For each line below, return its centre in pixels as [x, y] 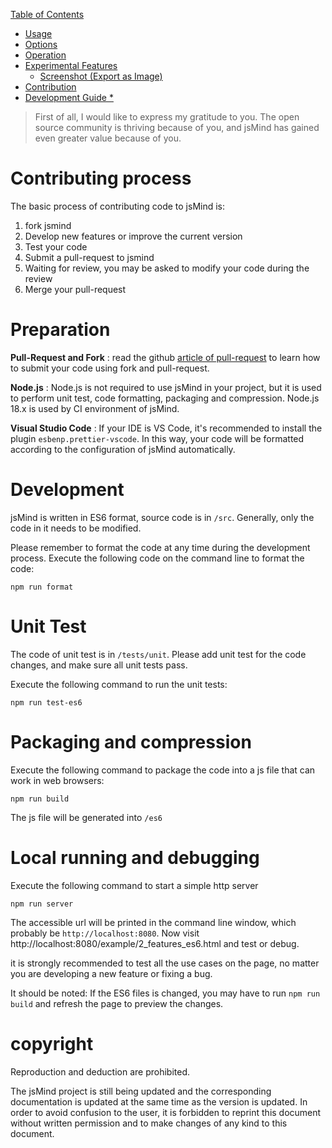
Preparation [60, 330]
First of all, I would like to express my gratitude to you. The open [167, 117]
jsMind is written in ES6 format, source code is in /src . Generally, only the [162, 517]
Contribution [50, 87]
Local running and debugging [135, 857]
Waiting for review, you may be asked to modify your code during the [167, 268]
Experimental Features [71, 65]
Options [41, 44]
